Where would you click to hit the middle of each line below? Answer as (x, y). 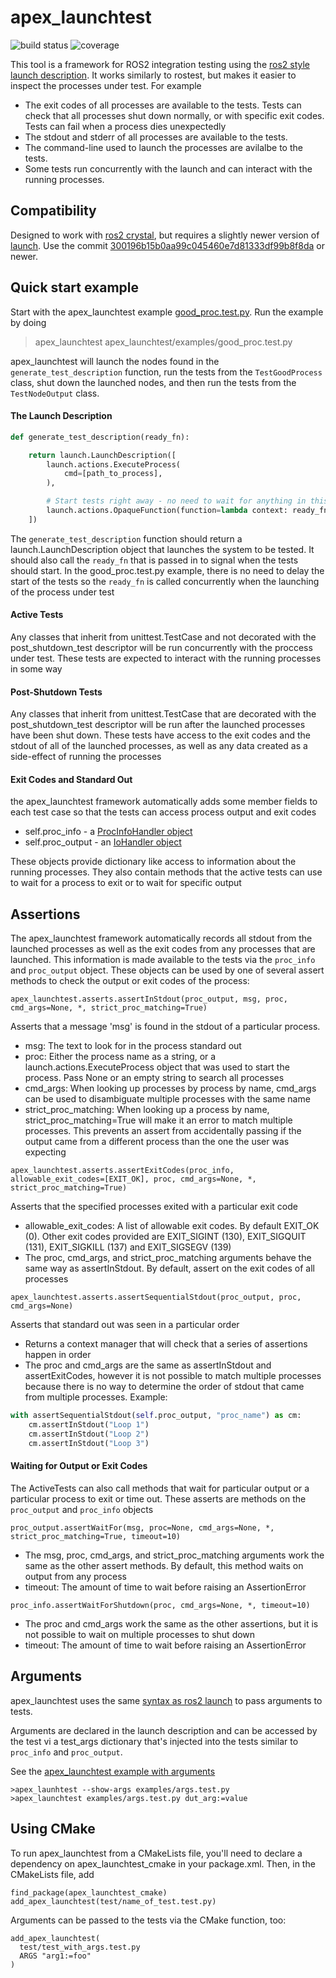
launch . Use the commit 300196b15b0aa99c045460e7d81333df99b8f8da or (167, 245)
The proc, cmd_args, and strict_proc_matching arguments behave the (168, 1258)
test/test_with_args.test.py (80, 1947)
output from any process (75, 1576)
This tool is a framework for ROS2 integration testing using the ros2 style (160, 64)
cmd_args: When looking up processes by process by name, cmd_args (170, 1088)
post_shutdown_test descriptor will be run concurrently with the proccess (161, 647)
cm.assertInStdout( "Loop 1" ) (89, 1425)
